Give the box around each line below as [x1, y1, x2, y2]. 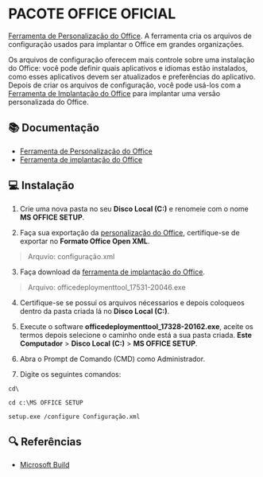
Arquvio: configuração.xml [27, 251, 115, 261]
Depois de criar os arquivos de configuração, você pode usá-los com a [8, 80, 242, 90]
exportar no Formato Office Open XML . [19, 236, 150, 246]
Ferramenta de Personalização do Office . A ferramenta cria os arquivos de [8, 31, 252, 41]
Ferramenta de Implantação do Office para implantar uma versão [8, 88, 221, 98]
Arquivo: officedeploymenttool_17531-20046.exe [27, 282, 186, 292]
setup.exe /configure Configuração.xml [8, 413, 141, 421]
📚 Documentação [8, 121, 99, 135]
